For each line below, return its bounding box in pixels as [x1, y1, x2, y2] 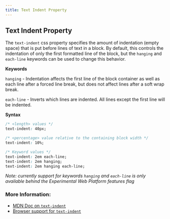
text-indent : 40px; [5, 126, 47, 131]
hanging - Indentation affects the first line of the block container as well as [5, 76, 160, 82]
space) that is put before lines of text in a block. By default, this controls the [5, 45, 164, 51]
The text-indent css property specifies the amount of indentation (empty [5, 40, 159, 46]
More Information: [5, 191, 51, 198]
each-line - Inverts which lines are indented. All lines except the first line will [5, 96, 165, 102]
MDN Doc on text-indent [12, 202, 66, 209]
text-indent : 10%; [5, 141, 44, 146]
